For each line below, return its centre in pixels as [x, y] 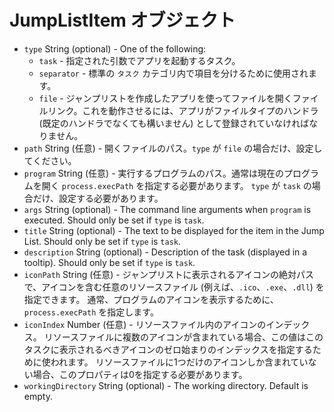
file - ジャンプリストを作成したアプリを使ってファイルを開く [165, 98]
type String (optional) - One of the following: [115, 48]
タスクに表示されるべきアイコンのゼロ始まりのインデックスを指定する [168, 349]
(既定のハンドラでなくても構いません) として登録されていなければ [174, 123]
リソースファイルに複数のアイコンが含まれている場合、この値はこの [183, 337]
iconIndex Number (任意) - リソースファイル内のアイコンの [145, 324]
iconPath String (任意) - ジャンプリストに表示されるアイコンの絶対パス [168, 274]
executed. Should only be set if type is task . [114, 220]
